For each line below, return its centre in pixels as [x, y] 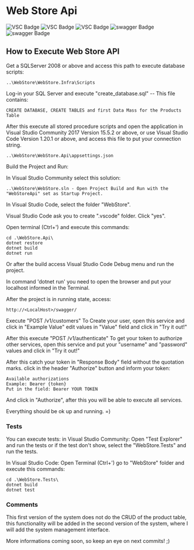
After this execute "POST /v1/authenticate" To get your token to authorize [94, 338]
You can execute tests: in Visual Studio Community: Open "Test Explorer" [94, 439]
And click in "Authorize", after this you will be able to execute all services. [94, 400]
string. [14, 145]
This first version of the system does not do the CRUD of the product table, [96, 517]
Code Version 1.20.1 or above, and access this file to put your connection [93, 139]
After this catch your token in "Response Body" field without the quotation [95, 362]
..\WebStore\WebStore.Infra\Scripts [51, 82]
